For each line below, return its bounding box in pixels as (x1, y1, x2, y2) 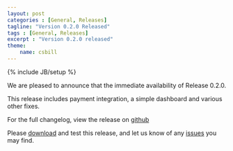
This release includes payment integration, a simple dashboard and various (7, 94, 223, 103)
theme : (7, 42, 26, 49)
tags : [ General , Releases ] (7, 29, 89, 37)
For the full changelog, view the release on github (7, 115, 150, 123)
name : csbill (19, 49, 58, 56)
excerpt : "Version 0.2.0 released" (7, 36, 113, 43)
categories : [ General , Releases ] (7, 17, 108, 24)
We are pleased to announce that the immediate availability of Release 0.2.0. (7, 81, 227, 89)
